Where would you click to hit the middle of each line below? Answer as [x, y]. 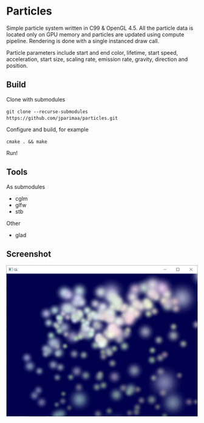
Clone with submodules [36, 99]
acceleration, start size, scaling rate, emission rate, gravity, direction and [97, 59]
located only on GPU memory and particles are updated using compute [95, 34]
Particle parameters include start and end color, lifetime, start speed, [92, 52]
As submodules [26, 187]
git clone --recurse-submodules [47, 112]
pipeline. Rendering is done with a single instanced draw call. [83, 41]
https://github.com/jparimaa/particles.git [62, 118]
